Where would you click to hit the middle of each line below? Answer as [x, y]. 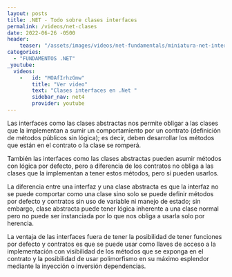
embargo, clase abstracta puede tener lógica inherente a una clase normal [113, 209]
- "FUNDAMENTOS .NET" [45, 59]
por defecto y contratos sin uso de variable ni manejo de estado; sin [104, 201]
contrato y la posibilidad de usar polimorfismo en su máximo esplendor [108, 258]
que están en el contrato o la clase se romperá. [74, 145]
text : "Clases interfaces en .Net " [85, 90]
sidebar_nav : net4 [58, 97]
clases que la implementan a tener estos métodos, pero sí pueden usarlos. [113, 173]
